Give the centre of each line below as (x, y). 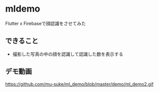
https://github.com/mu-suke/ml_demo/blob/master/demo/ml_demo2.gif (79, 84)
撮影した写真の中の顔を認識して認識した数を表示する (68, 54)
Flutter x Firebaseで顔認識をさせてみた (45, 23)
